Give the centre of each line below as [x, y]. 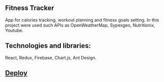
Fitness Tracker [30, 8]
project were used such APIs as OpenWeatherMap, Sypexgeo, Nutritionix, [80, 25]
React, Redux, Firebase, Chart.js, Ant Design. [51, 57]
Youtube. [14, 30]
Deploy [16, 73]
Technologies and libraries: [48, 46]
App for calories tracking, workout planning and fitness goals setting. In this [82, 20]
